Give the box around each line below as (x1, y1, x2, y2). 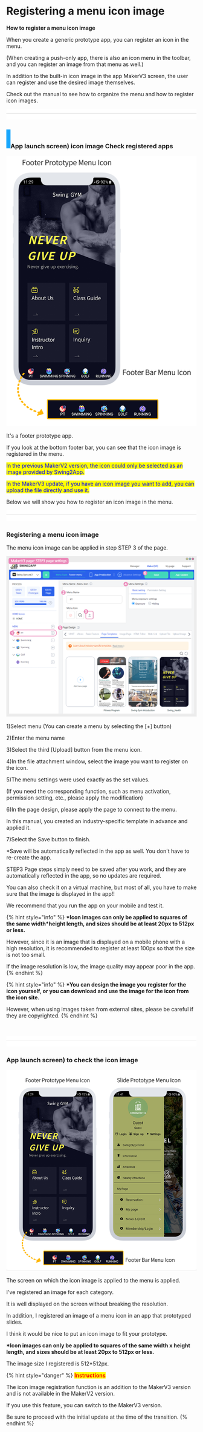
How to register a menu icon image (6, 24, 95, 31)
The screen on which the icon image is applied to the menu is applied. (6, 1277, 181, 1284)
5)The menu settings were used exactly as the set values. (6, 776, 150, 783)
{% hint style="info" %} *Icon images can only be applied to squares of (6, 914, 187, 921)
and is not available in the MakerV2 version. (6, 1390, 115, 1398)
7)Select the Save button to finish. (6, 836, 91, 843)
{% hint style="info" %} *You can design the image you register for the (6, 981, 186, 988)
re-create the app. (6, 854, 52, 861)
